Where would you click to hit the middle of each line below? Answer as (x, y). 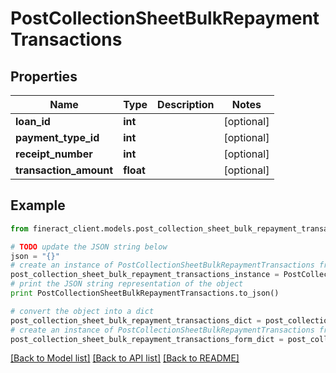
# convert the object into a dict (82, 311)
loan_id (33, 121)
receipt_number (54, 154)
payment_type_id (57, 137)
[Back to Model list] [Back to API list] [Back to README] (125, 358)
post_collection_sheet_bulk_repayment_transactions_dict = (136, 320)
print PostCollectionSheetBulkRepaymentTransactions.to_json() (145, 293)
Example (38, 205)
